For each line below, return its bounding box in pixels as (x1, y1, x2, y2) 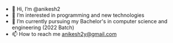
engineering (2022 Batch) (11, 24, 75, 31)
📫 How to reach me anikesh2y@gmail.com (11, 31, 117, 37)
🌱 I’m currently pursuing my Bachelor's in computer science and (11, 18, 168, 24)
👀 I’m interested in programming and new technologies (11, 12, 145, 19)
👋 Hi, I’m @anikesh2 (11, 6, 61, 12)
